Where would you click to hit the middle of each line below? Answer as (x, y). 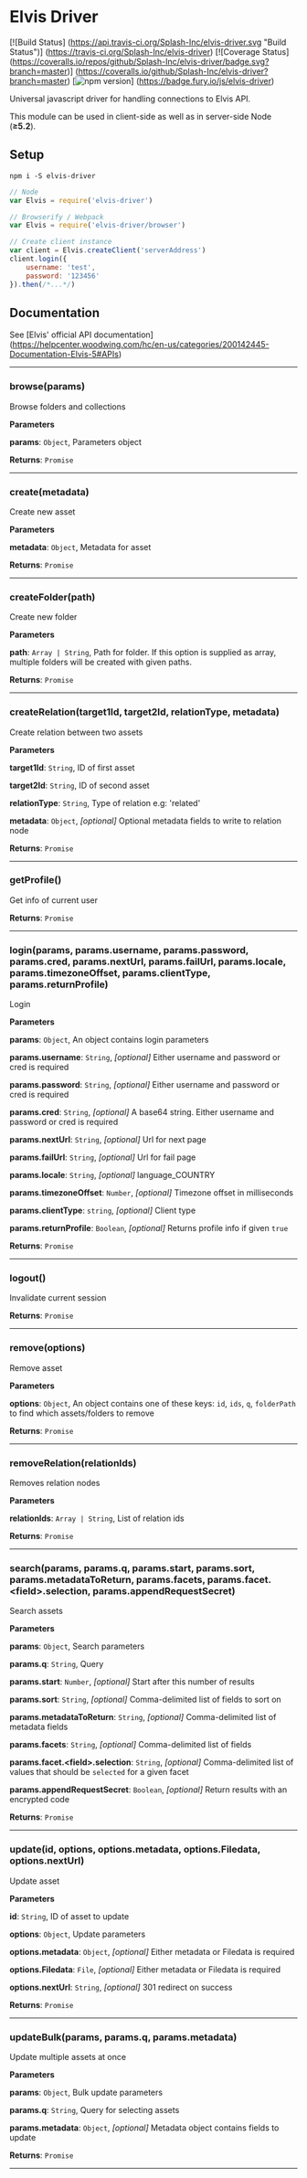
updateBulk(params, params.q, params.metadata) (123, 2037)
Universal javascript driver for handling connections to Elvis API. (130, 99)
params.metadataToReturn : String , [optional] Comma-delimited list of (143, 1717)
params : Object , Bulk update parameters (86, 2092)
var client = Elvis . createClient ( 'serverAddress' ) (108, 250)
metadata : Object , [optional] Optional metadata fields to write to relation (145, 821)
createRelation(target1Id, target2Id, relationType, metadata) (145, 712)
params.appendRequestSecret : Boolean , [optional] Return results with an (148, 1790)
